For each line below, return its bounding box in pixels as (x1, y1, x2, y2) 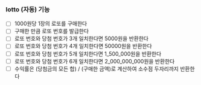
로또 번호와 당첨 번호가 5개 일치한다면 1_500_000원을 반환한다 (14, 50, 162, 57)
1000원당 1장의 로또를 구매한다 (14, 20, 88, 28)
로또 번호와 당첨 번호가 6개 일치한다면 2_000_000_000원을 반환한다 (14, 57, 175, 65)
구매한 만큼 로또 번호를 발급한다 (14, 28, 89, 35)
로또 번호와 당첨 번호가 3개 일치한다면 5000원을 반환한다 (14, 35, 149, 42)
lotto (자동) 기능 (5, 5, 50, 13)
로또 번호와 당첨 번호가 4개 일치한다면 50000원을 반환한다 (14, 42, 152, 50)
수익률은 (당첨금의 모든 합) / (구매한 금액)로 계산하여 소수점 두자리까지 (14, 65, 179, 72)
